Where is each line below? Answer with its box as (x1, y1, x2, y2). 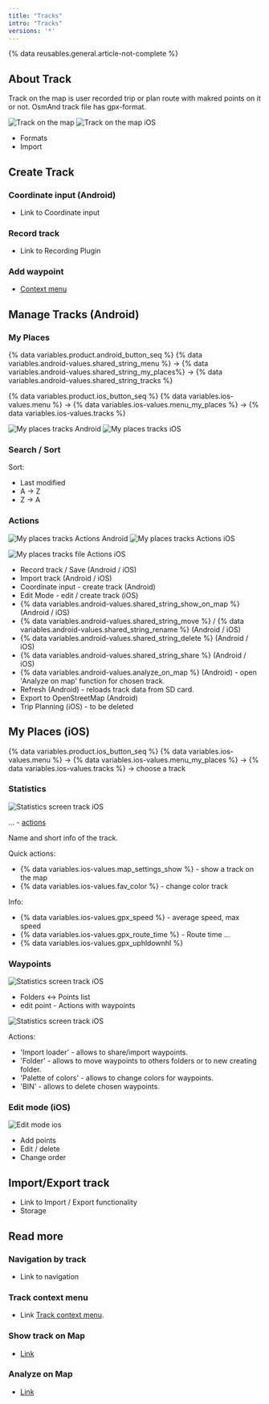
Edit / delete (19, 1144, 60, 1154)
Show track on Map (8, 1330, 86, 1341)
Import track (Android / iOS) (19, 573, 112, 583)
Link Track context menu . (19, 1310, 104, 1320)
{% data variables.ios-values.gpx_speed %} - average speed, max (19, 912, 240, 922)
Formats (19, 134, 48, 143)
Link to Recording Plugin (19, 246, 101, 256)
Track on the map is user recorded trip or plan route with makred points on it (8, 93, 261, 103)
